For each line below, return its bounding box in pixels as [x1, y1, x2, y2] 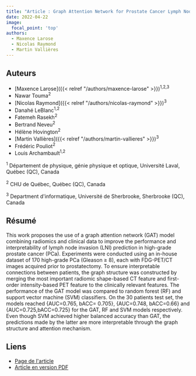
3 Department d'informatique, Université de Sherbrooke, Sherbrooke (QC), [6, 192, 185, 200]
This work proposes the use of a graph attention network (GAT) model [6, 231, 175, 238]
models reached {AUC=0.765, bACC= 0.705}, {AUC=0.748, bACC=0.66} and [6, 300, 190, 307]
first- [167, 275, 180, 282]
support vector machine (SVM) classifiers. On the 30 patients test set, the [6, 293, 184, 300]
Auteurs [6, 69, 37, 78]
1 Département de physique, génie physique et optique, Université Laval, [6, 161, 180, 169]
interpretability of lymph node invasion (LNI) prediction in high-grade [6, 244, 171, 251]
